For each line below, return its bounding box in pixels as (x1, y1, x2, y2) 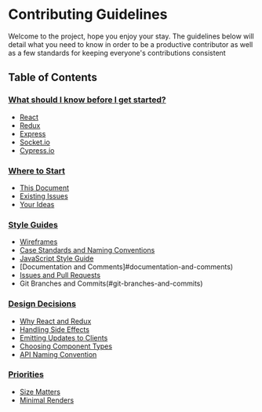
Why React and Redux (19, 316, 92, 326)
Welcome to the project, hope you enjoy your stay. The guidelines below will (8, 31, 255, 41)
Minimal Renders (19, 395, 75, 405)
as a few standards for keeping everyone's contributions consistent (8, 48, 226, 57)
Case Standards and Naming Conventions (19, 246, 155, 255)
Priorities (8, 369, 45, 380)
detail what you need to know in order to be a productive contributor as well (8, 39, 253, 49)
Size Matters (19, 387, 61, 396)
